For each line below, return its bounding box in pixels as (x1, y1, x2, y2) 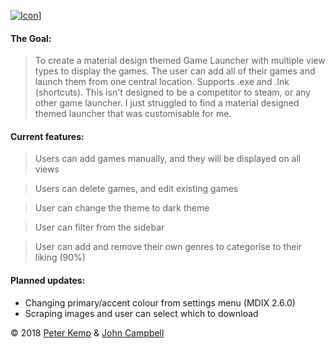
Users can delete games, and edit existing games (34, 183, 239, 195)
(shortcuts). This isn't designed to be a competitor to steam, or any (34, 86, 311, 99)
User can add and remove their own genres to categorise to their (34, 241, 303, 253)
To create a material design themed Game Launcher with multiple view (34, 55, 326, 67)
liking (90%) (34, 251, 86, 264)
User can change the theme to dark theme (34, 202, 210, 214)
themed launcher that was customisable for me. (34, 108, 232, 120)
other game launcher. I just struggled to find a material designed (34, 97, 300, 109)
